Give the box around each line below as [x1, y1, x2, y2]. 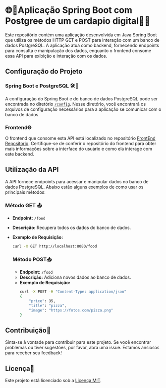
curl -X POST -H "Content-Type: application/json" [19, 289, 127, 295]
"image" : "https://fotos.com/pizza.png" [29, 308, 113, 312]
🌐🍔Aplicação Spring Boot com [5, 4, 133, 16]
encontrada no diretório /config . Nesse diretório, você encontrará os [5, 101, 146, 107]
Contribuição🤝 [5, 326, 51, 334]
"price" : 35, [29, 298, 56, 304]
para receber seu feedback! [5, 350, 62, 356]
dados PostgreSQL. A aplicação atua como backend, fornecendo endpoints [5, 42, 160, 48]
